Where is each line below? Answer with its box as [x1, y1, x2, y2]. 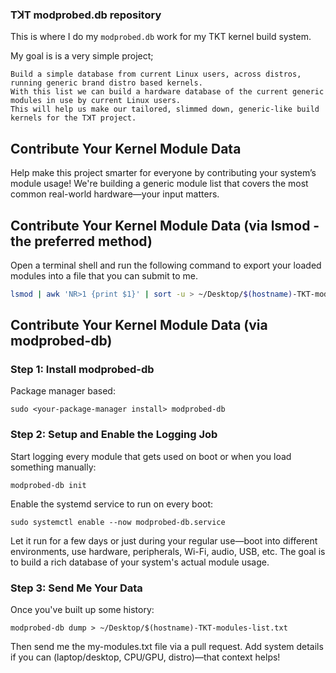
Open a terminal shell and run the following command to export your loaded [10, 259, 322, 271]
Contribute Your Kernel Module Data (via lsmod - [10, 217, 320, 234]
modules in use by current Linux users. [10, 96, 182, 106]
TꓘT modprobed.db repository [10, 8, 162, 22]
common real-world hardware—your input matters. [10, 188, 220, 200]
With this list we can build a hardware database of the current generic [10, 87, 325, 97]
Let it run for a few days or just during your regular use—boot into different [10, 534, 318, 547]
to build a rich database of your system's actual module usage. [10, 556, 270, 568]
